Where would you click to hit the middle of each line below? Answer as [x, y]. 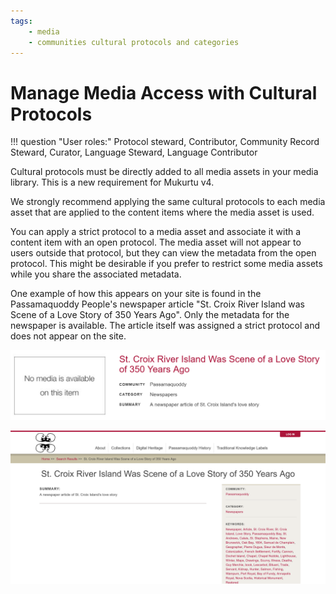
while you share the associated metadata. [96, 274]
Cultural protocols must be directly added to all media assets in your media [164, 172]
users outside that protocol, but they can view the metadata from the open [163, 253]
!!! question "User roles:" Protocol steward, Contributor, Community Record [165, 142]
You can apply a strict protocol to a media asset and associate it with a [156, 232]
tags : [21, 21]
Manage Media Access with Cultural [164, 92]
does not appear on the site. [68, 336]
